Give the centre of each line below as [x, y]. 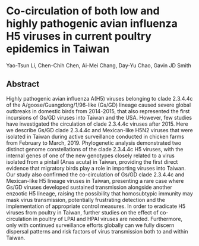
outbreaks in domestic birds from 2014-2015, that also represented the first [98, 111]
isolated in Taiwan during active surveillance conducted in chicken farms [95, 136]
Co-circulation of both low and [83, 11]
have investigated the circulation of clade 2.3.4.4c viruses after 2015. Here [97, 124]
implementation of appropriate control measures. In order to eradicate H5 [96, 206]
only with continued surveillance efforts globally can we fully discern [90, 225]
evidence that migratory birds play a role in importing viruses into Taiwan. [96, 168]
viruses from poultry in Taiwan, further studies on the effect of [82, 212]
